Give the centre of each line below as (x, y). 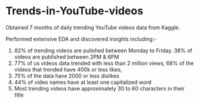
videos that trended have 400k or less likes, (68, 69)
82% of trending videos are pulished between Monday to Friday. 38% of (103, 50)
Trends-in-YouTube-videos (75, 11)
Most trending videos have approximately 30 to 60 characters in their (99, 88)
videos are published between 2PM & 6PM (67, 57)
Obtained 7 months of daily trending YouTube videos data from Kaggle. (93, 27)
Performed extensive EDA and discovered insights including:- (81, 39)
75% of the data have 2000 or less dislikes (67, 76)
